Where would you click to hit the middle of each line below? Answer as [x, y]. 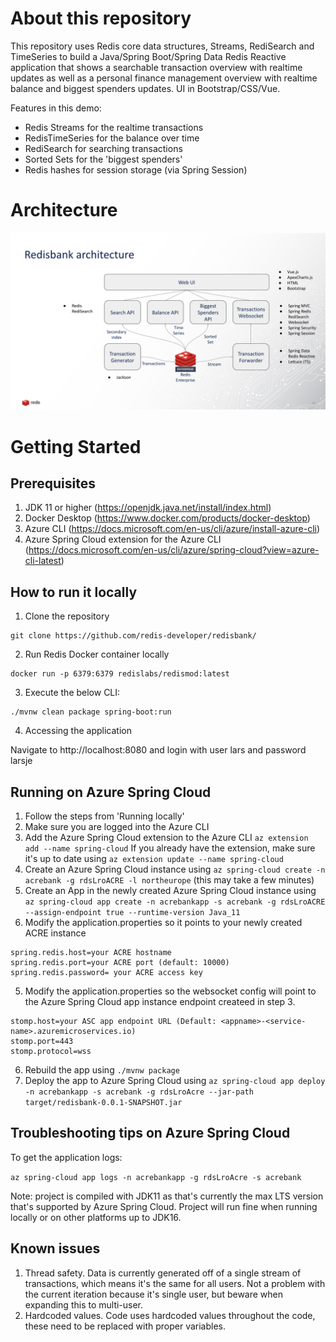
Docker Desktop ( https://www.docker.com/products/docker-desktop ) [167, 518]
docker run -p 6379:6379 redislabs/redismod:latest [120, 674]
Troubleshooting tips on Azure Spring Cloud [150, 1133]
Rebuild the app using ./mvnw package [102, 1070]
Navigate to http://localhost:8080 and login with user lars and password [158, 750]
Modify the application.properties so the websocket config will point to [170, 991]
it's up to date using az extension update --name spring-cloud [154, 858]
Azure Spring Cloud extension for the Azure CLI [123, 539]
